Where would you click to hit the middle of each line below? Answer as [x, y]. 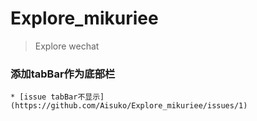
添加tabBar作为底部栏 [63, 74]
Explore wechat [67, 46]
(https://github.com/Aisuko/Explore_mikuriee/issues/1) [129, 106]
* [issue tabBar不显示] [57, 97]
